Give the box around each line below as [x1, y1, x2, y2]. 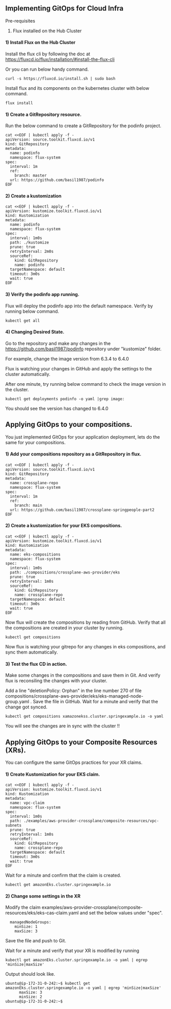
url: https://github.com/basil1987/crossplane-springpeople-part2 [10, 507, 155, 512]
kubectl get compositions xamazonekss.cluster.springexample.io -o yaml [5, 714, 164, 719]
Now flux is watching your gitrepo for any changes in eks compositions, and [5, 644, 166, 650]
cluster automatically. [5, 371, 51, 377]
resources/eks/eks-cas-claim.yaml [5, 910, 79, 916]
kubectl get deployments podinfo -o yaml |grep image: [5, 396, 125, 402]
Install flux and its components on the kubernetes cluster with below [5, 85, 149, 91]
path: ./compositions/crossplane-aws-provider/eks [10, 570, 120, 575]
